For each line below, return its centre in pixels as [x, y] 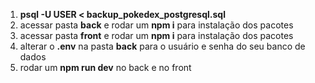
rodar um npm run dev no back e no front [105, 67]
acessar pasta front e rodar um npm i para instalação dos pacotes [156, 35]
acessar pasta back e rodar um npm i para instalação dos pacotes [156, 25]
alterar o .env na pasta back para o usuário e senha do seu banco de [162, 46]
